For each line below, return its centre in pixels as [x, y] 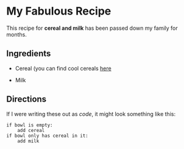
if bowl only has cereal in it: [47, 136]
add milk [28, 141]
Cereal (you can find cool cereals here [63, 68]
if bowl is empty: [30, 125]
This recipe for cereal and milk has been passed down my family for [92, 28]
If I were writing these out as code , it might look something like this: [91, 114]
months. [17, 34]
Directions [27, 99]
